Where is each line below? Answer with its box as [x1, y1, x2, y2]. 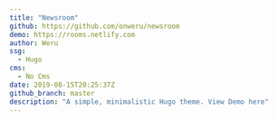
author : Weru [9, 38, 59, 48]
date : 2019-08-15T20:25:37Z [9, 80, 116, 89]
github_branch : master [9, 88, 95, 97]
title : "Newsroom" [9, 13, 79, 23]
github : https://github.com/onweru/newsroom [9, 22, 180, 31]
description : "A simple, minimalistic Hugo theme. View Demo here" [9, 97, 270, 106]
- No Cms [17, 72, 51, 81]
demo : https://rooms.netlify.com [9, 30, 136, 39]
